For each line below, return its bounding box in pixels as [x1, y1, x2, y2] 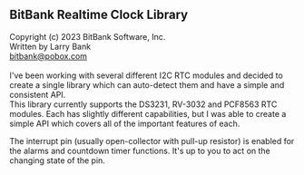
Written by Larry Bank [9, 41, 92, 52]
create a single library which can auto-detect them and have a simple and [9, 79, 285, 90]
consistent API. [9, 89, 66, 100]
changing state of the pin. [9, 154, 106, 166]
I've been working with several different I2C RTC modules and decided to [9, 70, 283, 81]
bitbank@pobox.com [9, 50, 88, 62]
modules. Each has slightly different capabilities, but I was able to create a [9, 108, 287, 119]
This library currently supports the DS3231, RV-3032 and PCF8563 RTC [9, 99, 278, 110]
